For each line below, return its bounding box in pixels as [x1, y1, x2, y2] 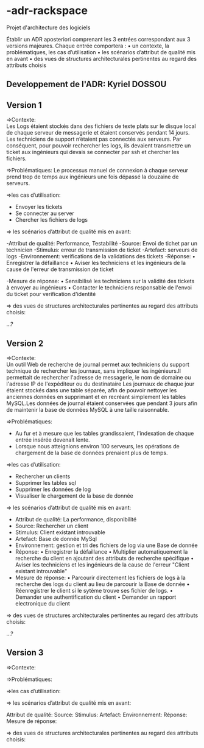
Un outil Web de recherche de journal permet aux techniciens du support [6, 361, 190, 368]
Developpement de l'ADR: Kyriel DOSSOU [6, 79, 167, 90]
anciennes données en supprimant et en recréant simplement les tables [6, 393, 186, 400]
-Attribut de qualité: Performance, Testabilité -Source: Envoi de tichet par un [6, 240, 198, 247]
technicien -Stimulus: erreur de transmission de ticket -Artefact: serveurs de [6, 246, 198, 253]
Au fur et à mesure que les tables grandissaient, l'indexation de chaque [15, 429, 194, 437]
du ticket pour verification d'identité [6, 291, 96, 298]
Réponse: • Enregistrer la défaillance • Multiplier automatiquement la [15, 548, 188, 555]
